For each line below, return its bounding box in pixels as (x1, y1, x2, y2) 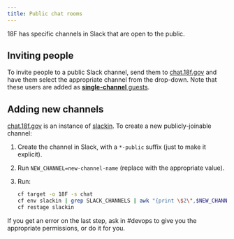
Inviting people (7, 50, 74, 61)
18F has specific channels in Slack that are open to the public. (7, 29, 185, 38)
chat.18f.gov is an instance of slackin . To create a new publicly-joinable (7, 122, 212, 130)
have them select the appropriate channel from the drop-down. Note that (7, 75, 217, 84)
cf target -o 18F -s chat (17, 191, 93, 198)
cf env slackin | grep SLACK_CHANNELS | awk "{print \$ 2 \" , (17, 197, 197, 205)
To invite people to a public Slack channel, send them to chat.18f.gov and (7, 68, 217, 77)
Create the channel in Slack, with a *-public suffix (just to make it (17, 143, 206, 151)
